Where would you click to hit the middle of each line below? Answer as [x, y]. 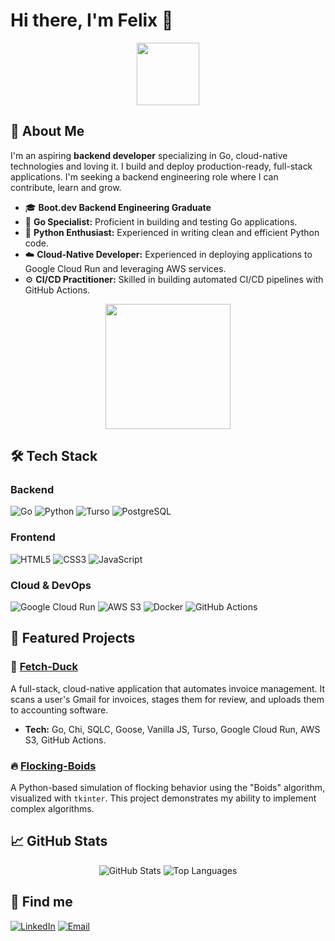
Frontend [33, 537]
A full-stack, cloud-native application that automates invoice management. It [168, 688]
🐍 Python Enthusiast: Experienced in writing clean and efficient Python [172, 232]
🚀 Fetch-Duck [44, 667]
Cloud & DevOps [51, 585]
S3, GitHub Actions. [65, 740]
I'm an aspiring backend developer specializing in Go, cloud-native [149, 155]
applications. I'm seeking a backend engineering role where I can [144, 176]
